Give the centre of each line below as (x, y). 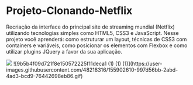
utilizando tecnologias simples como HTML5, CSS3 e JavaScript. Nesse (93, 33)
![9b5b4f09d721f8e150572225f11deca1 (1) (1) (67, 63)
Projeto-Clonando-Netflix (69, 11)
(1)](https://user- (142, 63)
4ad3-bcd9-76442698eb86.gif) (44, 76)
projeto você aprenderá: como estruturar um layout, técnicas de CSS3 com (96, 39)
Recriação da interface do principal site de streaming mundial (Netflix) (91, 27)
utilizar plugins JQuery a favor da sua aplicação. (64, 51)
